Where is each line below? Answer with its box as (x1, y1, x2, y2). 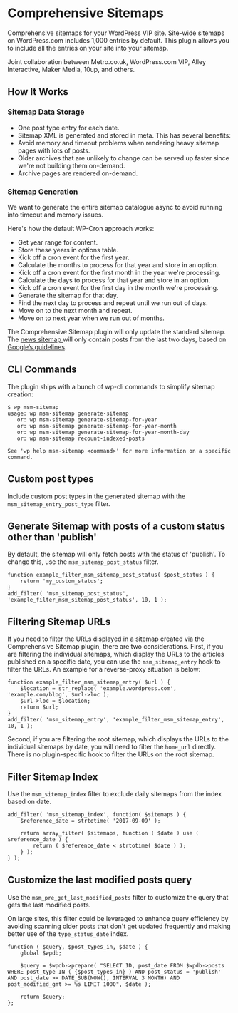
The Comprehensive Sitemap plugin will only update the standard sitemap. (7, 327, 226, 336)
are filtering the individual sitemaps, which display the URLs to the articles (7, 650, 224, 659)
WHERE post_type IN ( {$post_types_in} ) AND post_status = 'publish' (7, 968, 222, 975)
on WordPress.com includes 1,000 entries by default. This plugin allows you (7, 36, 230, 44)
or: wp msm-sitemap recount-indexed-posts (16, 435, 145, 442)
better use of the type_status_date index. (7, 929, 129, 938)
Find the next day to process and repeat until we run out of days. (17, 298, 208, 307)
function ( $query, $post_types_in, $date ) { (7, 943, 148, 950)
